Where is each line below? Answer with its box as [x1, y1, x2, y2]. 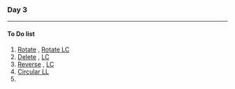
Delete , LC [17, 52, 50, 60]
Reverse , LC [17, 60, 55, 68]
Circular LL [17, 67, 50, 76]
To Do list [7, 29, 35, 38]
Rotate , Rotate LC [17, 45, 70, 54]
